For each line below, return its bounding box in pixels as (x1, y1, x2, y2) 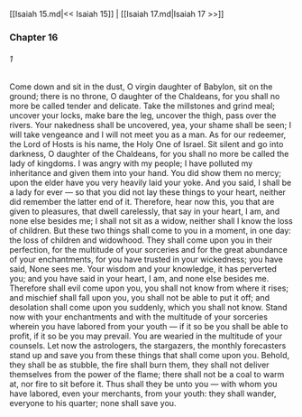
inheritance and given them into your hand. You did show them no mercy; (9, 168, 282, 179)
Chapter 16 (9, 31, 59, 43)
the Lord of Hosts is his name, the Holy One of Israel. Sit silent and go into (9, 139, 284, 150)
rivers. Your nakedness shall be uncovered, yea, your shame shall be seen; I (9, 120, 291, 131)
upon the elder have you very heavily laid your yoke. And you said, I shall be (9, 177, 292, 189)
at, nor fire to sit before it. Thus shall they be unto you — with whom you (9, 379, 278, 390)
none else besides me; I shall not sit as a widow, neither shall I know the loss (9, 216, 293, 227)
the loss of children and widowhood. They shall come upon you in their (9, 235, 273, 246)
